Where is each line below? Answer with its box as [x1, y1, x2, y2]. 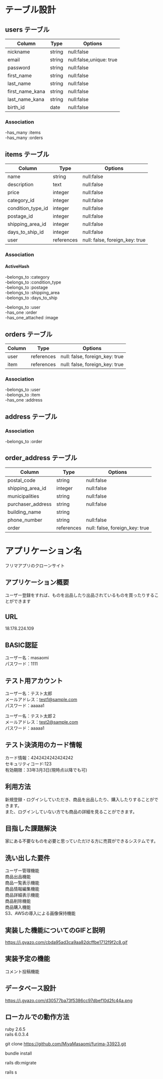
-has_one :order [5, 309, 38, 315]
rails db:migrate [5, 1059, 37, 1065]
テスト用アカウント [5, 676, 63, 685]
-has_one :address [5, 397, 43, 403]
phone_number [7, 516, 42, 523]
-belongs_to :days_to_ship [5, 295, 58, 301]
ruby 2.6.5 [5, 1026, 26, 1032]
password [7, 64, 30, 71]
